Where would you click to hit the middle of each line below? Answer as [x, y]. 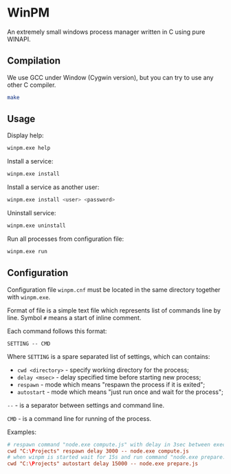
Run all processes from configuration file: [66, 239]
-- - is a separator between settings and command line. [86, 405]
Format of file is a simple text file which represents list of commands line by [114, 310]
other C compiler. [32, 85]
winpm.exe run [27, 251]
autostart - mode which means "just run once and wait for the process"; [120, 392]
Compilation [34, 61]
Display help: [25, 135]
